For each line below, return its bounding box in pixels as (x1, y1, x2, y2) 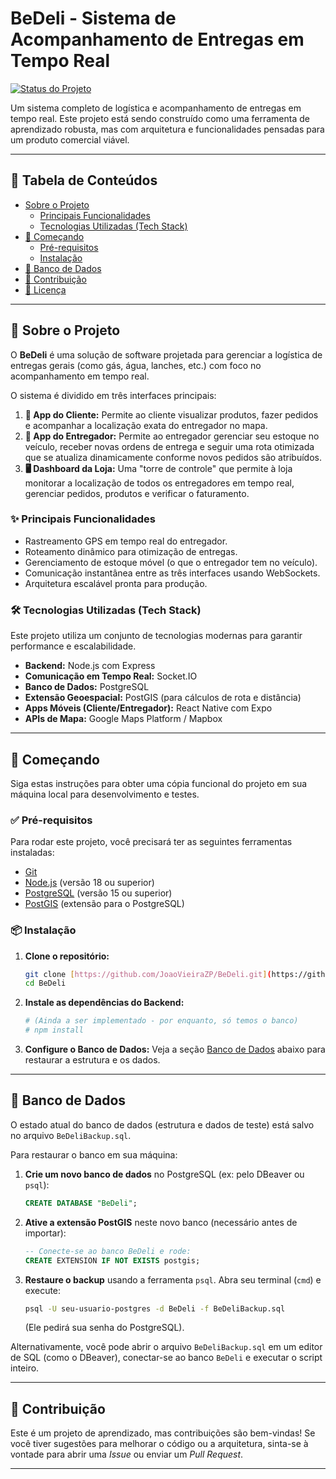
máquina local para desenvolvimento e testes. (10, 788, 200, 800)
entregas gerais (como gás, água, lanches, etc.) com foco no (10, 359, 262, 371)
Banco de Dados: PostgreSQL (24, 681, 150, 693)
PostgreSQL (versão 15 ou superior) (24, 887, 173, 899)
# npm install (24, 1025, 84, 1036)
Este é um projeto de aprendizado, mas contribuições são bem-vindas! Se (10, 1427, 316, 1439)
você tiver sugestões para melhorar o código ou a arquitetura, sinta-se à (10, 1438, 309, 1450)
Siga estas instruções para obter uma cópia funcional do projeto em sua (10, 777, 308, 789)
